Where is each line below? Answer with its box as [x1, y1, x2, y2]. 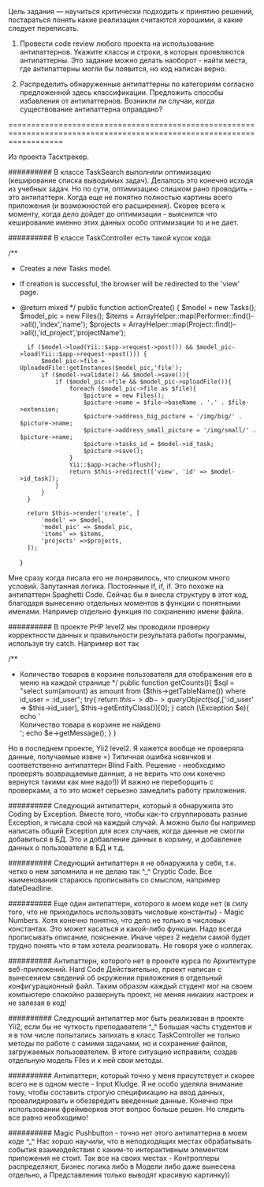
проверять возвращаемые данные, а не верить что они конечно [8, 769, 225, 778]
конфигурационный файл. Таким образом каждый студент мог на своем [8, 981, 253, 991]
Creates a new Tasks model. [19, 264, 112, 273]
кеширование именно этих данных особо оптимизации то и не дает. [8, 217, 239, 227]
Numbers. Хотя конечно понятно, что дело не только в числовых [8, 916, 226, 924]
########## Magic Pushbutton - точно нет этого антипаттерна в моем [8, 1128, 247, 1137]
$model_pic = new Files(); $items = [19, 312, 135, 320]
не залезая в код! [8, 998, 67, 1007]
